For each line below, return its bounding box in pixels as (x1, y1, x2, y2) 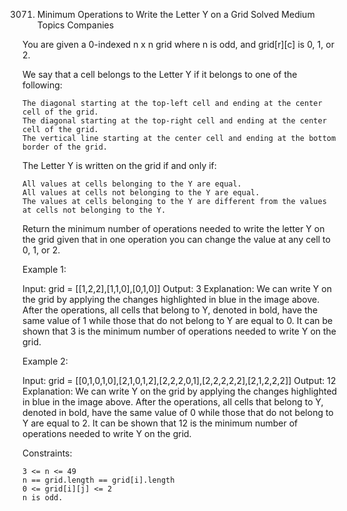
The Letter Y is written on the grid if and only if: (22, 160, 217, 171)
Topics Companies (36, 19, 115, 31)
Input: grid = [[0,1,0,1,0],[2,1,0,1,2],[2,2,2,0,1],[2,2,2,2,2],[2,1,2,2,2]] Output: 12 (22, 375, 337, 386)
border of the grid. (22, 142, 109, 152)
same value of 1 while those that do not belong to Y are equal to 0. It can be (22, 315, 334, 326)
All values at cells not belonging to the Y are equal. (22, 188, 260, 198)
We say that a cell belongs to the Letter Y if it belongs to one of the (22, 69, 298, 80)
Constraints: (22, 447, 73, 459)
